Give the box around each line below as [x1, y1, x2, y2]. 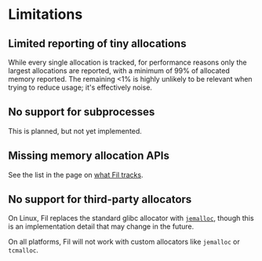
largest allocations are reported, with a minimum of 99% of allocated [8, 66, 230, 75]
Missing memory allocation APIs [8, 149, 170, 163]
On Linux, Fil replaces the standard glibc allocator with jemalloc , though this [8, 214, 254, 223]
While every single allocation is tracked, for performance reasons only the [8, 57, 247, 67]
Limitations [8, 6, 83, 24]
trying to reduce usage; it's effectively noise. [8, 83, 153, 92]
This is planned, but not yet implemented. [8, 126, 143, 135]
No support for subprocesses [8, 105, 155, 119]
